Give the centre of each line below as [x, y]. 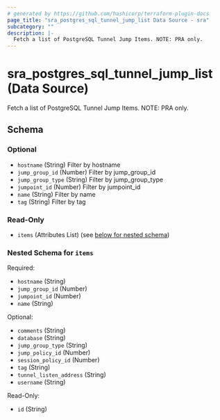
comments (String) [41, 330]
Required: [21, 268]
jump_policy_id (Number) [54, 353]
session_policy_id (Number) [58, 360]
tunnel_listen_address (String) [61, 375]
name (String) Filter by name [56, 194]
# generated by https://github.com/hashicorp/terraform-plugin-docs [108, 14]
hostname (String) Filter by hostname [69, 165]
